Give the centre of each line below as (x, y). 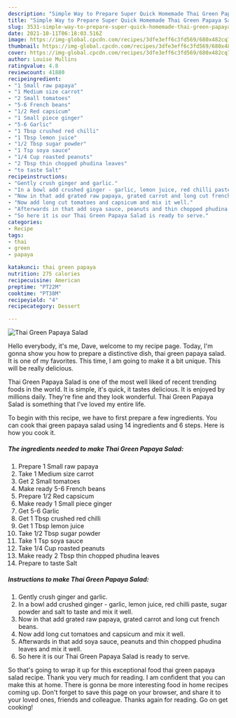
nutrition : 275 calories (44, 274)
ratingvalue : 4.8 (33, 66)
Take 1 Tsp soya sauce (50, 541)
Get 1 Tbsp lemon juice (51, 526)
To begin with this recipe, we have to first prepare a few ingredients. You (113, 418)
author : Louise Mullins (43, 60)
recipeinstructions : (38, 177)
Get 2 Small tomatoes (49, 481)
